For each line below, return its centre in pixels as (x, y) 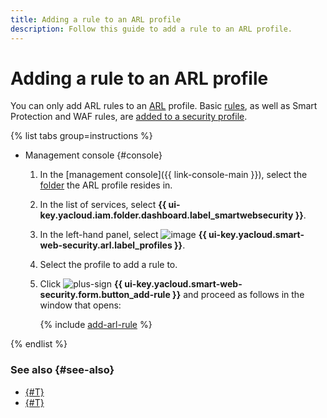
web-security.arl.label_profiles (106, 245)
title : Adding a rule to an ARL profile (96, 19)
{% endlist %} (39, 344)
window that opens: (80, 305)
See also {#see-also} (62, 370)
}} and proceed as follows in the (238, 295)
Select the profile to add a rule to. (108, 265)
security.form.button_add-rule (105, 295)
